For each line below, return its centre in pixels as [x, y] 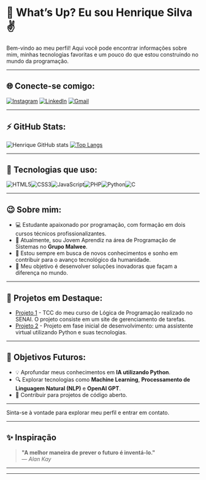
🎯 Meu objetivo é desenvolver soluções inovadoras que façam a [96, 266]
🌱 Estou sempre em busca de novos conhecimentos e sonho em [96, 253]
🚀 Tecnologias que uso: [52, 169]
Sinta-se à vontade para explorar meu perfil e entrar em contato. [88, 412]
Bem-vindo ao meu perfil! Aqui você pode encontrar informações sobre [97, 48]
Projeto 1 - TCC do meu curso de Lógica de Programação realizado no [104, 313]
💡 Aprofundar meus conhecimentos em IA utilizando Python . [93, 372]
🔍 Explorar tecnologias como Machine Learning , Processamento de [103, 379]
